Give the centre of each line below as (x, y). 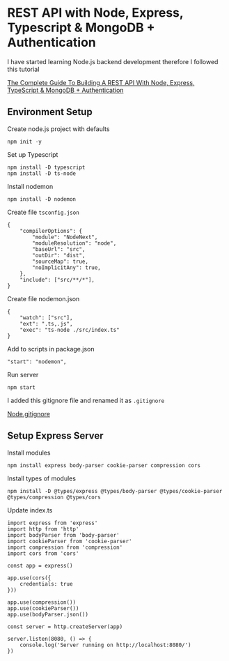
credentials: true (46, 584)
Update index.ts (30, 510)
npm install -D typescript (46, 167)
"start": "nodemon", (37, 362)
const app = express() (40, 565)
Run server (23, 374)
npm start (22, 387)
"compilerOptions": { (51, 231)
